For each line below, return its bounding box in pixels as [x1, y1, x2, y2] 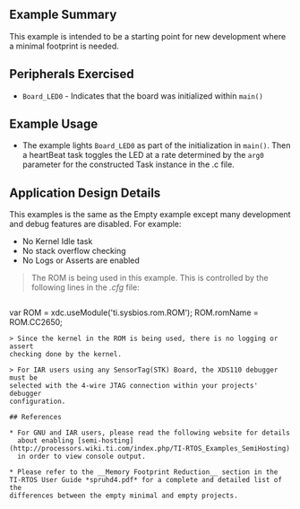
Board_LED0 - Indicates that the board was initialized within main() [21, 90, 264, 101]
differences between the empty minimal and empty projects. [9, 491, 239, 501]
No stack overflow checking [21, 246, 127, 257]
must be [9, 373, 39, 382]
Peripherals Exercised [9, 66, 134, 82]
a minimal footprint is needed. [9, 40, 119, 51]
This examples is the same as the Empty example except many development [9, 209, 291, 220]
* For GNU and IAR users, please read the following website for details [9, 428, 291, 438]
